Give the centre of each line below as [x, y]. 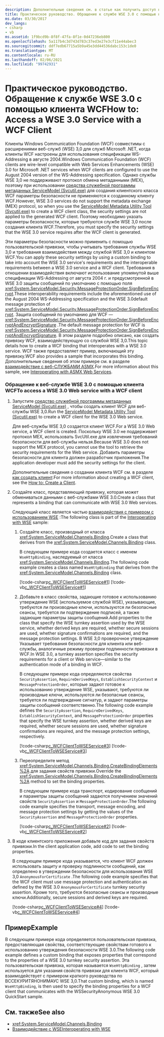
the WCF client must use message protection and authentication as [80, 882]
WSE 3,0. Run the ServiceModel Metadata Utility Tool [83, 411]
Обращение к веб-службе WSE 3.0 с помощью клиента [75, 384]
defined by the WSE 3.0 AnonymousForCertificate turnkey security [79, 887]
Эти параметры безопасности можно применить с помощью [69, 242]
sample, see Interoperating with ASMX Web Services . [59, 372]
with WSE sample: [30, 523]
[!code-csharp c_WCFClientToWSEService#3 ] [65, 746]
